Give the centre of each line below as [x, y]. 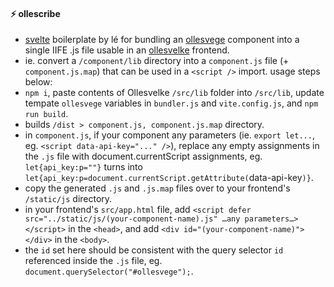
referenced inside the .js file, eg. [93, 261]
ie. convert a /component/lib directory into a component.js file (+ [157, 61]
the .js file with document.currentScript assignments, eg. [143, 156]
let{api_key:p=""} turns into [83, 167]
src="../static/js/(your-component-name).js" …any [132, 219]
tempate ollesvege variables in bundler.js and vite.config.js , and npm [171, 103]
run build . [46, 114]
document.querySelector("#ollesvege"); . [109, 271]
